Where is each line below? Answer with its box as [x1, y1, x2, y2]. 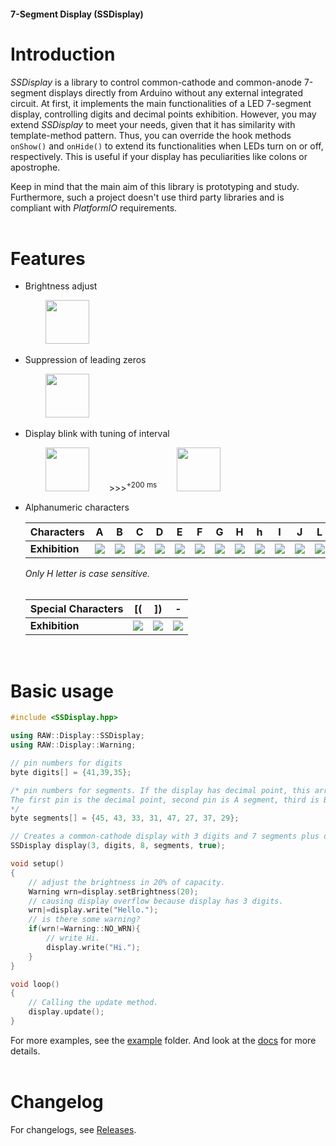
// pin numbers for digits [10, 758, 123, 769]
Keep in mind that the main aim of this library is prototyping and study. [10, 180, 300, 192]
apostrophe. [10, 161, 61, 173]
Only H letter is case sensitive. [24, 568, 151, 580]
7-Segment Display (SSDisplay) [10, 8, 144, 20]
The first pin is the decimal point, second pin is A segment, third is [10, 795, 320, 805]
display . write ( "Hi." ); [46, 942, 141, 952]
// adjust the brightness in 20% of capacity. [28, 877, 226, 887]
